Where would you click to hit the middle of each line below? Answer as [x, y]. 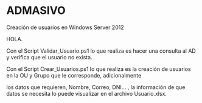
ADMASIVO [36, 11]
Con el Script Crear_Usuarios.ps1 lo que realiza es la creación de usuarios [99, 69]
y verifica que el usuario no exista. [49, 57]
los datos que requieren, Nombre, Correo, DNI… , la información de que [96, 87]
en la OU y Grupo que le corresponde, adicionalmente [74, 75]
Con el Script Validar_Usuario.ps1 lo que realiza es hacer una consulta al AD [101, 51]
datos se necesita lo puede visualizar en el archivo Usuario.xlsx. [87, 93]
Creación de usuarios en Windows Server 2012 [65, 27]
